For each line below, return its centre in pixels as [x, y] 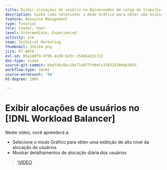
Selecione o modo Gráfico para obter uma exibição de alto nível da [81, 142]
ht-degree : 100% [22, 79]
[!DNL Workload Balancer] [60, 119]
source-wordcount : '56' [30, 75]
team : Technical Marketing [33, 42]
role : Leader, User [25, 28]
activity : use [20, 38]
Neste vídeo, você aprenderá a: [37, 132]
